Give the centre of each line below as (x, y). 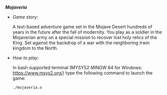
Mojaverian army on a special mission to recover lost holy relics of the (85, 37)
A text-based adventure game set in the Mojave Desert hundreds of (82, 27)
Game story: (25, 17)
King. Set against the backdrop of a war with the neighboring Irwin (81, 43)
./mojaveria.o (27, 87)
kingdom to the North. (35, 48)
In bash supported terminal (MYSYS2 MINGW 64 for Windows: (77, 68)
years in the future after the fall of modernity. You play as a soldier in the (87, 32)
